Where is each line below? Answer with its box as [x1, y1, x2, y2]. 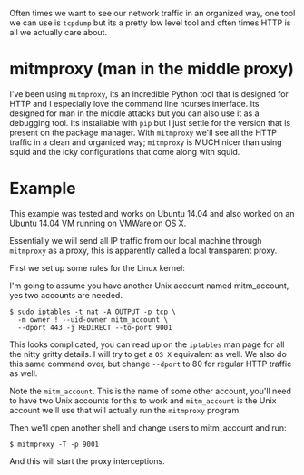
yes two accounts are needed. [9, 289, 123, 300]
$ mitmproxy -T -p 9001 [9, 440, 100, 449]
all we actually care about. [9, 27, 107, 37]
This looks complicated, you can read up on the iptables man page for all [9, 339, 285, 350]
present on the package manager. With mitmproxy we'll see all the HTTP [9, 127, 277, 138]
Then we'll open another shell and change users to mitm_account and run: [9, 422, 288, 433]
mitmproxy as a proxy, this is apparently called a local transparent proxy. [9, 245, 278, 256]
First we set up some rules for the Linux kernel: [9, 262, 186, 273]
